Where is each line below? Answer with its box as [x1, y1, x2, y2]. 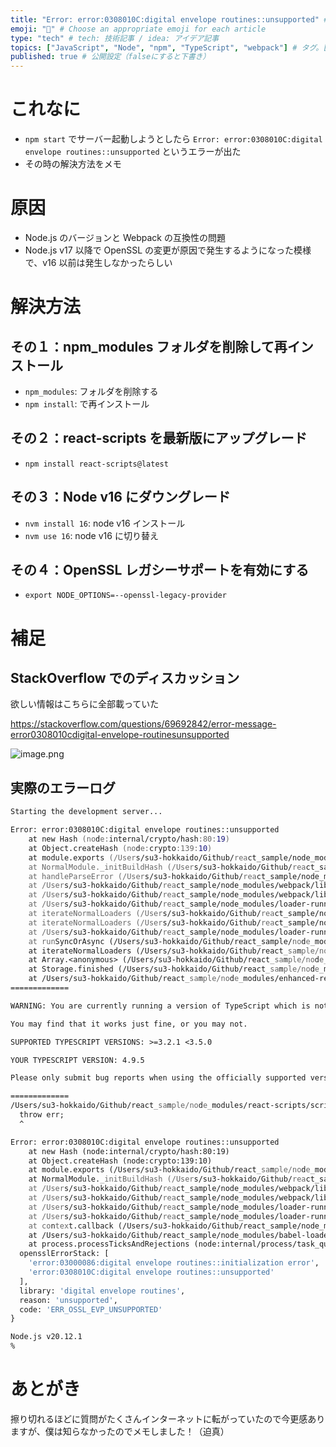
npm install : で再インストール [24, 398, 150, 410]
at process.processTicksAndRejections [28, 1239, 190, 1250]
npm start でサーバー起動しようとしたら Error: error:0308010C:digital [24, 133, 323, 145]
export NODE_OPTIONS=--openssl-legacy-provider [24, 591, 227, 601]
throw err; [19, 1110, 65, 1120]
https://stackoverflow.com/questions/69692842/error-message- [10, 718, 277, 730]
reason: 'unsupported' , [19, 1295, 118, 1305]
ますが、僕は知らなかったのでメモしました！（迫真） [10, 1425, 230, 1437]
